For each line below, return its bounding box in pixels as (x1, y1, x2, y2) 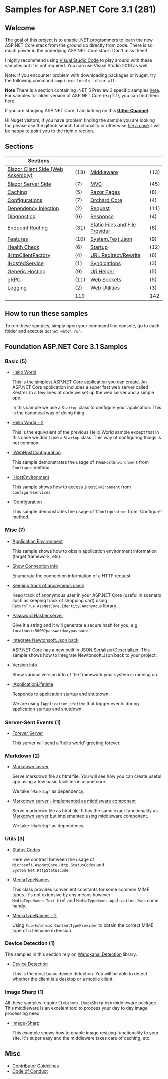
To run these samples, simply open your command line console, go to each (5, 322, 160, 329)
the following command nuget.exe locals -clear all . (5, 78, 116, 83)
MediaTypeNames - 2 (12, 912, 57, 918)
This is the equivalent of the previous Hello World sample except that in (12, 429, 159, 435)
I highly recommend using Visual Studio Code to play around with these (5, 57, 152, 63)
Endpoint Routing (7, 224, 48, 231)
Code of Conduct (12, 1068, 48, 1074)
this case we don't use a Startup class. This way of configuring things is (12, 435, 161, 441)
